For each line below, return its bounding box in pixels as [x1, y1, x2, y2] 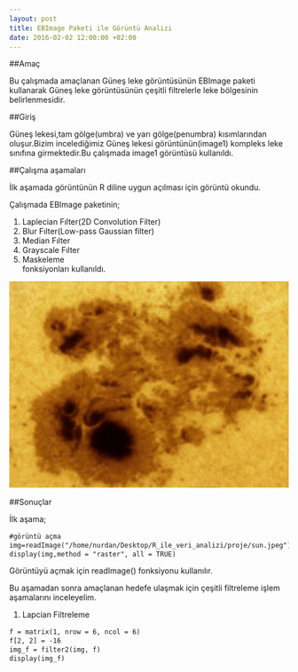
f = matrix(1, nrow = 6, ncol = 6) [9, 628, 141, 636]
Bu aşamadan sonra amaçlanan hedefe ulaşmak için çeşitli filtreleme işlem [9, 582, 281, 594]
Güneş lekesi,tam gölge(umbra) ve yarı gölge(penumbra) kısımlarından [9, 129, 268, 139]
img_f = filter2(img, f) [9, 645, 101, 654]
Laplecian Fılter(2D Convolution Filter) [21, 217, 161, 227]
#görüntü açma [9, 533, 62, 542]
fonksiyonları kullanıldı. [21, 264, 106, 274]
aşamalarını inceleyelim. [9, 592, 97, 603]
